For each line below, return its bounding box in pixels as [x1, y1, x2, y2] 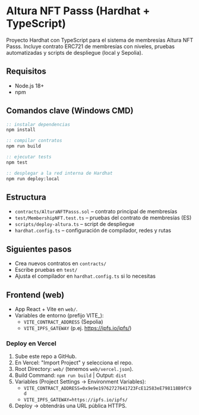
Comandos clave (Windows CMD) [6, 106, 134, 116]
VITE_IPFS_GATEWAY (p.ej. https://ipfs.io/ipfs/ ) [23, 325, 132, 331]
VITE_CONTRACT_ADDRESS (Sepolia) [23, 318, 103, 325]
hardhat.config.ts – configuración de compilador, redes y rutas [14, 227, 171, 234]
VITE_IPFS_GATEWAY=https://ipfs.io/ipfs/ [23, 397, 128, 403]
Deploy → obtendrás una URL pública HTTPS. [14, 403, 127, 410]
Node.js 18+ [14, 82, 45, 89]
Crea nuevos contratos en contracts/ [14, 260, 107, 267]
